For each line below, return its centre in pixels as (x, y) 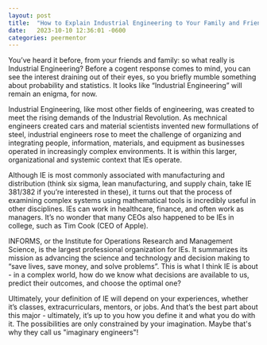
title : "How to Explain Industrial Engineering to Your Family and (124, 23)
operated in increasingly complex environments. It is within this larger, (123, 151)
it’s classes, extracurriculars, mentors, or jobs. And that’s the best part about (133, 307)
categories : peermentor (48, 38)
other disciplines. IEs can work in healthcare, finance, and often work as (126, 209)
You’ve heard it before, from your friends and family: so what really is (122, 60)
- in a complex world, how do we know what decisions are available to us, (129, 275)
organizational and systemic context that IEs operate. (95, 160)
